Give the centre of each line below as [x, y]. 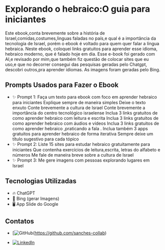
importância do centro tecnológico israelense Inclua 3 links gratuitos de [85, 113]
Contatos [20, 221]
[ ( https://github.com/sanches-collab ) [59, 233]
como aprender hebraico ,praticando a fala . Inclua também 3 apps [80, 128]
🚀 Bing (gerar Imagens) [36, 198]
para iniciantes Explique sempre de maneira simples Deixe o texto [79, 102]
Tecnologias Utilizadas [41, 181]
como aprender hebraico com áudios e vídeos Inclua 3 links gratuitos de [85, 123]
